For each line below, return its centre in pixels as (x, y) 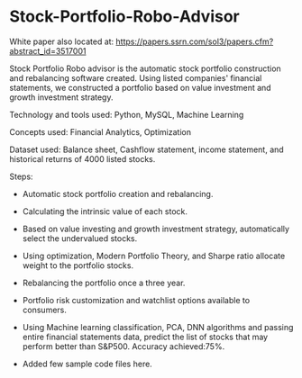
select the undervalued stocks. (80, 238)
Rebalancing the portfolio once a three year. (104, 283)
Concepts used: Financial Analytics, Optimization (101, 131)
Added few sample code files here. (87, 364)
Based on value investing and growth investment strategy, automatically (156, 229)
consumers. (45, 310)
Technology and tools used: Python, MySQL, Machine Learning (127, 114)
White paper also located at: (62, 41)
